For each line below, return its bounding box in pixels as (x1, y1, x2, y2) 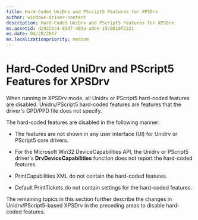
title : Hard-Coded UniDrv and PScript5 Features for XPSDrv (6, 8, 159, 15)
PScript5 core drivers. (14, 137, 69, 144)
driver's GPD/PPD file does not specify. (6, 107, 102, 114)
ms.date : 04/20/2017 (6, 31, 58, 37)
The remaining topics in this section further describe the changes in (6, 195, 172, 203)
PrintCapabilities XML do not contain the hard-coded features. (14, 172, 168, 179)
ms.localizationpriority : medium (6, 36, 89, 42)
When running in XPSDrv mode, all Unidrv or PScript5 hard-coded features (6, 94, 190, 101)
